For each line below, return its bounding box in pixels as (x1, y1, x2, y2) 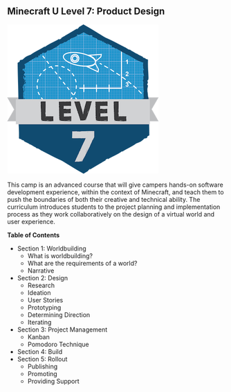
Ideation (27, 288, 51, 297)
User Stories (27, 296, 64, 304)
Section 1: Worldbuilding (17, 244, 86, 253)
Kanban (27, 332, 50, 341)
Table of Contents (7, 230, 60, 239)
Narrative (27, 266, 55, 275)
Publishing (27, 362, 58, 370)
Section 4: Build (17, 347, 63, 356)
